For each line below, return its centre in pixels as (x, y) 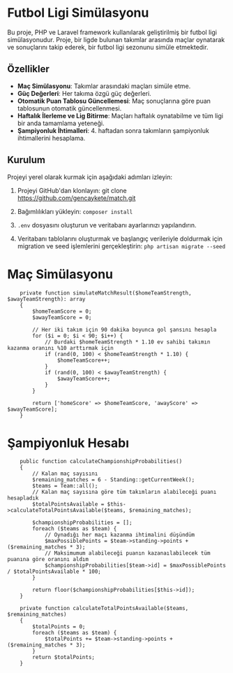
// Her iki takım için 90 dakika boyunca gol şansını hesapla (125, 330)
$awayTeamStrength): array (46, 299)
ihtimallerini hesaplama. (51, 138)
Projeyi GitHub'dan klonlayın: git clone (72, 190)
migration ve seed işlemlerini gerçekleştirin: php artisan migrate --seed (121, 246)
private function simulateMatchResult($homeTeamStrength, (106, 293)
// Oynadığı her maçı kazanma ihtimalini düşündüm (120, 535)
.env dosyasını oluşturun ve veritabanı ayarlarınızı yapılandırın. (107, 225)
